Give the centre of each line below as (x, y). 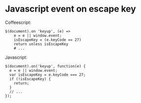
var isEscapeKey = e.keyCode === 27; (48, 75)
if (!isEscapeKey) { (30, 79)
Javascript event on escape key (70, 9)
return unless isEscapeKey (41, 44)
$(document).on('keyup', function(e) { (45, 66)
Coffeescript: (18, 22)
